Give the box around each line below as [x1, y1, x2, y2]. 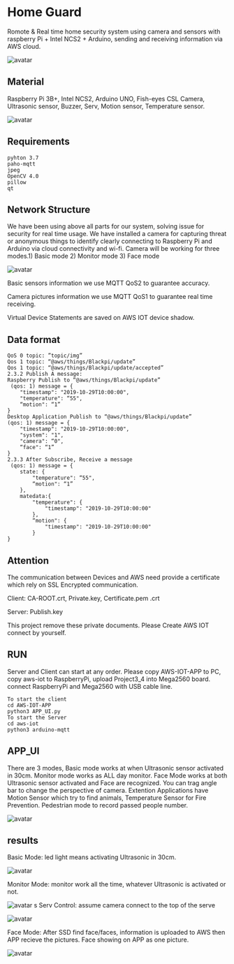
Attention [7, 555, 49, 567]
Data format [7, 333, 61, 346]
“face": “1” [20, 444, 54, 451]
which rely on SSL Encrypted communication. [7, 580, 138, 589]
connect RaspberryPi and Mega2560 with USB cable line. [7, 682, 173, 690]
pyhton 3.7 [7, 154, 39, 161]
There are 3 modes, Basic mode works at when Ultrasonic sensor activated [7, 764, 224, 772]
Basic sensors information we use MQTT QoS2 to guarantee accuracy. [7, 279, 210, 287]
